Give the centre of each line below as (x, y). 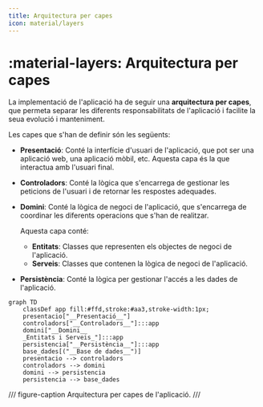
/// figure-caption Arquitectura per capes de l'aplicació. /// (105, 395)
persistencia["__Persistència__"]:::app (91, 345)
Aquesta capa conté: (55, 231)
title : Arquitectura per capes (61, 16)
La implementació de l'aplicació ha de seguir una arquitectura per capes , (130, 102)
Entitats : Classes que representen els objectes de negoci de (132, 246)
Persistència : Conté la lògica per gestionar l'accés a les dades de (129, 279)
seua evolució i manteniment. (57, 119)
